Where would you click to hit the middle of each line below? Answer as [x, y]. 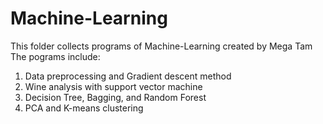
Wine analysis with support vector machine [113, 86]
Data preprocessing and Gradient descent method [128, 76]
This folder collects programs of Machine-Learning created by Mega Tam [161, 46]
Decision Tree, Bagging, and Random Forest [115, 97]
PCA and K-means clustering [84, 108]
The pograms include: [55, 56]
